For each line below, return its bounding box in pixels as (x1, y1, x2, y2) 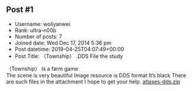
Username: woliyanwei (14, 20, 71, 27)
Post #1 (6, 5, 34, 15)
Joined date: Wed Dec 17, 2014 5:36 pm (14, 39, 111, 46)
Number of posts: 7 (14, 32, 62, 40)
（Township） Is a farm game (6, 65, 78, 72)
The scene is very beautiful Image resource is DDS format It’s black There (6, 71, 187, 79)
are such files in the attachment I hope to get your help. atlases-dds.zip (6, 78, 181, 85)
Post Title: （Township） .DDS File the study (14, 53, 123, 60)
